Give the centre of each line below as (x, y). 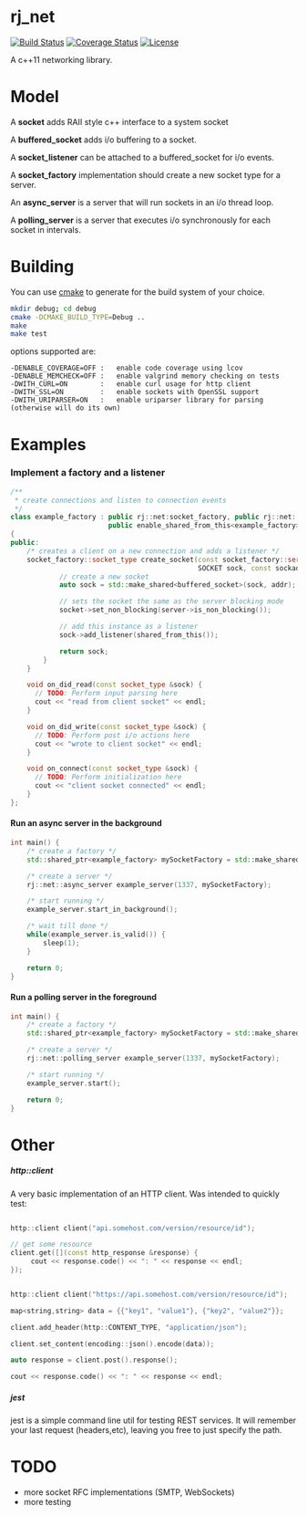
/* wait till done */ (67, 926)
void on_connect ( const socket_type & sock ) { (113, 768)
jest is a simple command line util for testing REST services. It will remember (153, 1420)
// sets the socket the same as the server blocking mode (171, 601)
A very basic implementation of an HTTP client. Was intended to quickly (145, 1194)
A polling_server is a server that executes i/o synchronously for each (141, 220)
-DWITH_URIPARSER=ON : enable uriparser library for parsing (137, 400)
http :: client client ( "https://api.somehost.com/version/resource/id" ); (149, 1294)
